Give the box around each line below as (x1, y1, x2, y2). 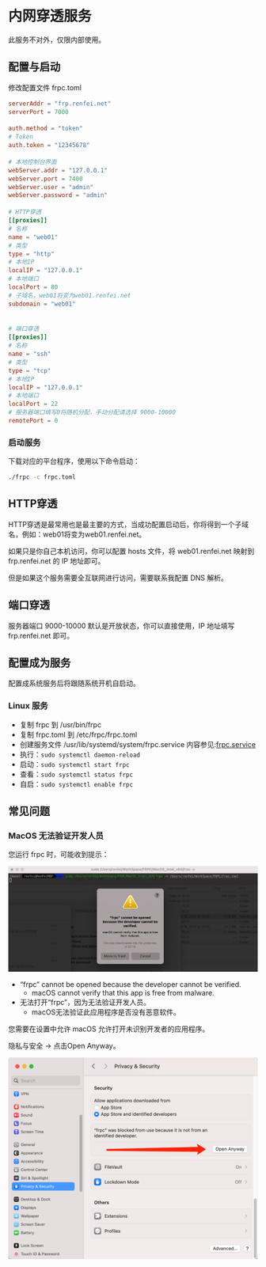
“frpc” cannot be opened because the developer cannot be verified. (19, 979, 241, 989)
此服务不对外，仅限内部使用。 (8, 35, 105, 44)
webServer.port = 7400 (8, 175, 83, 183)
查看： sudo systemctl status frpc (19, 769, 133, 779)
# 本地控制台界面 (8, 157, 57, 166)
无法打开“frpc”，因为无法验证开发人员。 (19, 997, 151, 1007)
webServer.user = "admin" (8, 183, 93, 191)
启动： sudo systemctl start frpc (19, 759, 130, 768)
